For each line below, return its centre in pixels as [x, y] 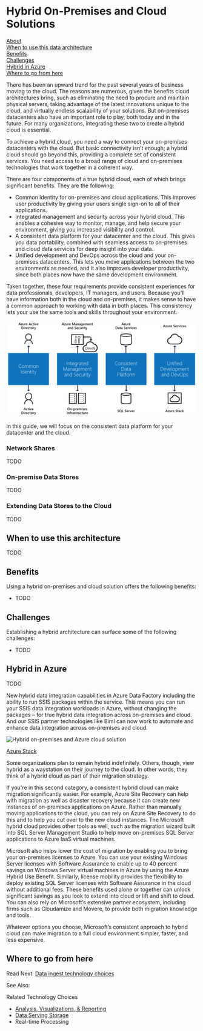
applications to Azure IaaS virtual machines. [61, 839]
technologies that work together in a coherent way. [70, 167]
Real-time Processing [42, 1021]
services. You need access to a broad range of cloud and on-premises [95, 161]
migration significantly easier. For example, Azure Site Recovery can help [98, 794]
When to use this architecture [64, 538]
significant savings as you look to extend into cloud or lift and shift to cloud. [101, 896]
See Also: [18, 985]
